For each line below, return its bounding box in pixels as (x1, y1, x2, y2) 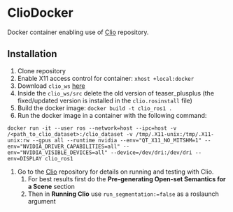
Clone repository (17, 66, 66, 75)
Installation (7, 48, 57, 60)
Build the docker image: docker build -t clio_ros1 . (17, 103, 173, 112)
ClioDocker (7, 5, 73, 21)
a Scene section (27, 182, 75, 190)
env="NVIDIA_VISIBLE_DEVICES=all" (7, 149, 108, 156)
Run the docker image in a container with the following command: (17, 111, 207, 119)
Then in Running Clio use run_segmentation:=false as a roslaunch (27, 190, 219, 198)
